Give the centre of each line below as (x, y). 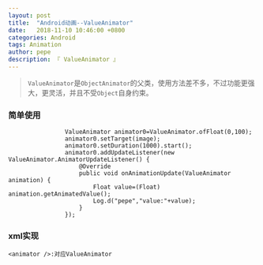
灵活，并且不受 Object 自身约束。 (101, 92)
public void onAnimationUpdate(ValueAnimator (155, 174)
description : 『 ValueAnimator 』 (64, 60)
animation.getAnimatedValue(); (60, 194)
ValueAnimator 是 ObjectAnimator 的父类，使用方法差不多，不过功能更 (138, 83)
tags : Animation (35, 45)
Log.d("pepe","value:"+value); (144, 201)
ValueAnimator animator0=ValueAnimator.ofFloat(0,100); (158, 132)
